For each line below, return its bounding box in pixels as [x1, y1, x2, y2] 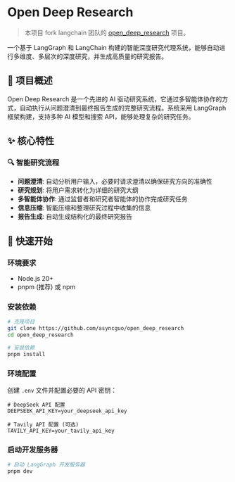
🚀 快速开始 [7, 235, 53, 247]
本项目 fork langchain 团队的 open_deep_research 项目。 [24, 28, 190, 37]
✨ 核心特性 [7, 135, 55, 147]
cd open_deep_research [7, 331, 74, 338]
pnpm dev [7, 468, 33, 475]
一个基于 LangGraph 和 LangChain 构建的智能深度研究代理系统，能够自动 [7, 43, 220, 51]
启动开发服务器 [7, 445, 58, 455]
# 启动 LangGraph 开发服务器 [7, 462, 86, 469]
